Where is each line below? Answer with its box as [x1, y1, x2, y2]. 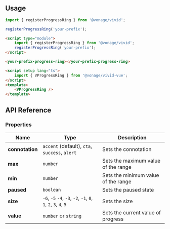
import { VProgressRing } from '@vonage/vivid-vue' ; [14, 73, 128, 78]
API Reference [5, 106, 52, 114]
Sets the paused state [102, 186, 154, 193]
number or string [42, 212, 82, 219]
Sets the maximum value [102, 157, 161, 164]
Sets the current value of [102, 209, 161, 216]
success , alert [42, 149, 77, 156]
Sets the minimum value [102, 172, 159, 179]
